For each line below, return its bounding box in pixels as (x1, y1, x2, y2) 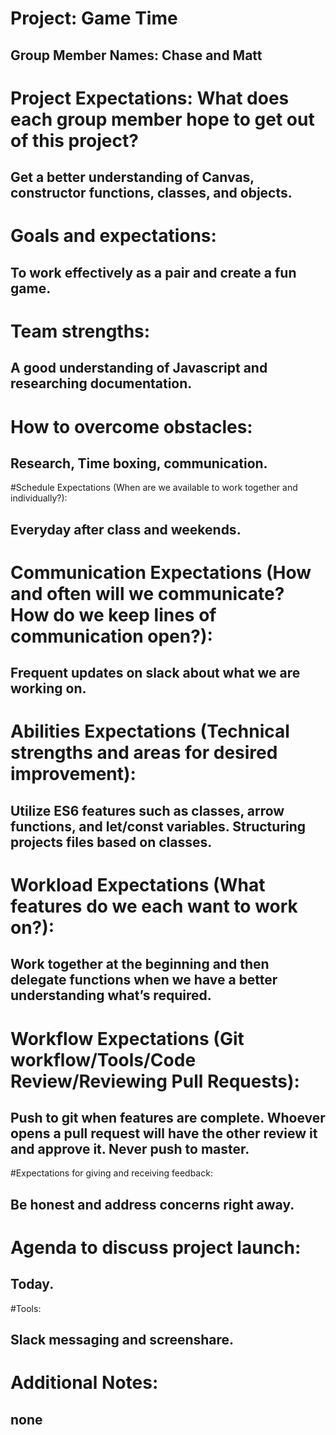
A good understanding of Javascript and (10, 360, 268, 377)
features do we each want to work (10, 895, 298, 918)
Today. (10, 1276, 55, 1293)
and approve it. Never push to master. (10, 1141, 250, 1158)
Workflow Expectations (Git (10, 1027, 245, 1050)
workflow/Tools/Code (10, 1048, 197, 1071)
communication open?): (10, 625, 213, 647)
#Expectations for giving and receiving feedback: (10, 1167, 213, 1179)
